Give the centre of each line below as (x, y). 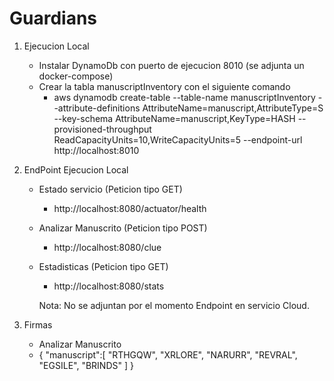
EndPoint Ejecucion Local (76, 169)
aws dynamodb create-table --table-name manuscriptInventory (184, 97)
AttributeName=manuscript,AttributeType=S (233, 108)
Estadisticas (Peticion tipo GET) (103, 266)
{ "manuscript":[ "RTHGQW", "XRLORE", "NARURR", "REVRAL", (168, 354)
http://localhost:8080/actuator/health (130, 208)
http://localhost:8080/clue (107, 247)
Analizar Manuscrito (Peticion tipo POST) (123, 228)
